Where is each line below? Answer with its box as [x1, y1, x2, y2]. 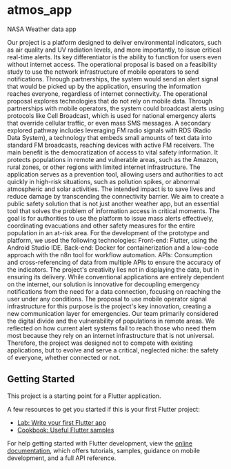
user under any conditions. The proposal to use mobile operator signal [7, 295, 207, 303]
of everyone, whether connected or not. [7, 353, 121, 361]
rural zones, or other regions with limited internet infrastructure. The [7, 163, 201, 171]
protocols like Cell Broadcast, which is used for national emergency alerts [7, 111, 217, 119]
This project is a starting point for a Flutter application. [7, 392, 161, 400]
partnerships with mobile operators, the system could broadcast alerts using [7, 104, 224, 112]
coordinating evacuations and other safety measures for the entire [7, 221, 196, 230]
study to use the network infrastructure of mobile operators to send [7, 68, 199, 76]
